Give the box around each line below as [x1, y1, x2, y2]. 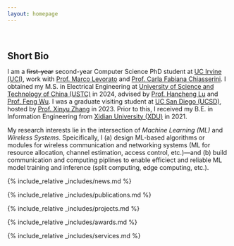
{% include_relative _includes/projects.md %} [7, 204, 140, 212]
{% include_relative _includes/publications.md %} [7, 190, 152, 199]
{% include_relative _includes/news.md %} [7, 177, 132, 185]
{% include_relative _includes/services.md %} [7, 231, 141, 240]
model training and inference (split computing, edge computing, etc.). [7, 163, 209, 171]
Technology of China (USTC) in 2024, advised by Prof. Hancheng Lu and [7, 90, 218, 98]
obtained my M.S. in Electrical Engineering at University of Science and [7, 82, 214, 90]
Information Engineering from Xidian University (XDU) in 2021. [7, 112, 188, 121]
